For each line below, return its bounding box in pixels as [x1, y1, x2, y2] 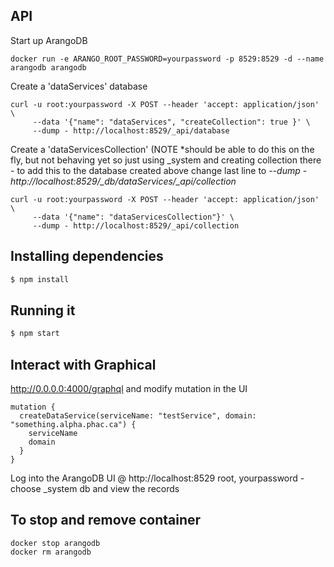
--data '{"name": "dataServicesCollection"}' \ [32, 212, 235, 222]
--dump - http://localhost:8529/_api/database [32, 125, 230, 136]
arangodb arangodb [10, 62, 87, 73]
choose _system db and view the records [10, 483, 180, 494]
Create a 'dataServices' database [10, 80, 148, 92]
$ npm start [10, 329, 60, 339]
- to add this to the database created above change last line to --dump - [10, 164, 308, 176]
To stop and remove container [10, 512, 202, 529]
